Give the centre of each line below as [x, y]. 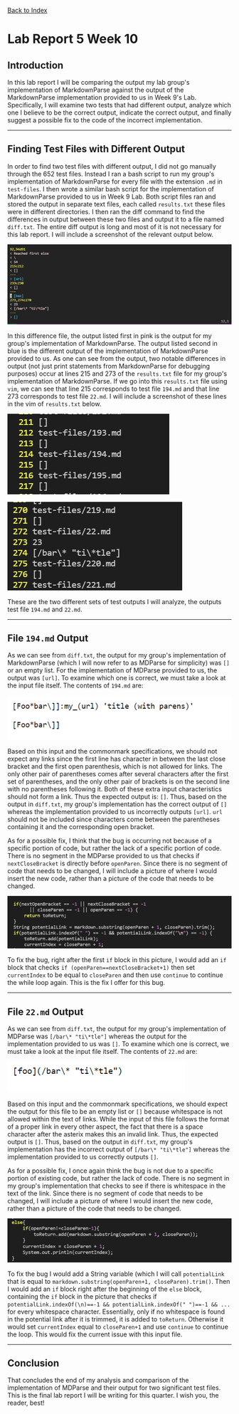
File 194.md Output [48, 638]
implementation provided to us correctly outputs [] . [83, 1156]
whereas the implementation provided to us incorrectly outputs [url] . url [115, 812]
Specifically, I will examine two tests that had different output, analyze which [119, 105]
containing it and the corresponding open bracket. [81, 827]
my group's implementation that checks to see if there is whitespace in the [117, 1186]
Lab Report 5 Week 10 [73, 39]
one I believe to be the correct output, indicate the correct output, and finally [119, 112]
